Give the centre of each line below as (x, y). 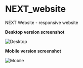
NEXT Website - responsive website (42, 23)
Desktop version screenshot (35, 32)
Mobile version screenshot (33, 51)
